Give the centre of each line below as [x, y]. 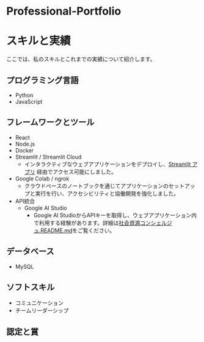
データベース [30, 251]
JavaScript [29, 101]
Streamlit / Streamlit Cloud [48, 157]
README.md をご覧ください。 [78, 230]
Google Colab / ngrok [42, 179]
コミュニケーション [39, 303]
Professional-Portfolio [64, 11]
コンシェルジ [156, 223]
